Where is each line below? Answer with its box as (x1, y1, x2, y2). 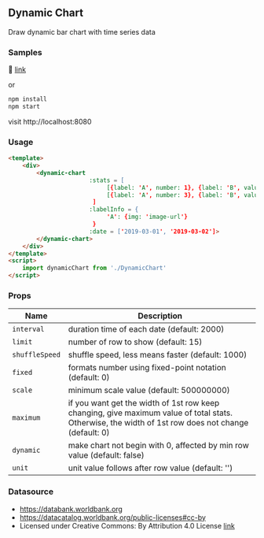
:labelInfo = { (89, 206, 139, 213)
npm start (8, 102, 41, 110)
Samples (8, 46, 42, 58)
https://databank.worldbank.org (19, 504, 123, 514)
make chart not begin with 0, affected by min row (68, 440, 249, 451)
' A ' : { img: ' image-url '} (106, 213, 189, 221)
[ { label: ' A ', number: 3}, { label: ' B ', (106, 191, 241, 199)
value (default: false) (68, 450, 145, 461)
